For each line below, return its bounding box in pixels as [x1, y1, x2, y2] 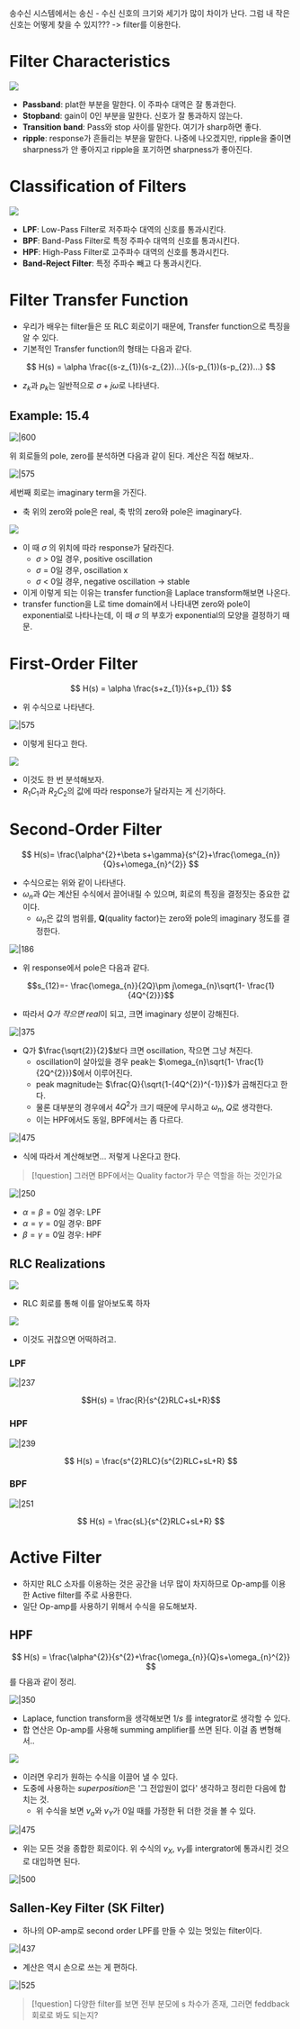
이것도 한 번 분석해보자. [22, 774, 105, 786]
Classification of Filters [9, 177, 187, 196]
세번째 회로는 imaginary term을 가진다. [9, 487, 146, 498]
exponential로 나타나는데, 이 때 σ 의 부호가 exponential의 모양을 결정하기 [22, 610, 281, 621]
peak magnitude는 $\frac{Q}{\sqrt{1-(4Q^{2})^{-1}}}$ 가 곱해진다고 [35, 1078, 278, 1089]
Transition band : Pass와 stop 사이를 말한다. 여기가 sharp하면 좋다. [22, 121, 262, 132]
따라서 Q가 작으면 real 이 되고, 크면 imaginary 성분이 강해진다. [22, 1008, 240, 1019]
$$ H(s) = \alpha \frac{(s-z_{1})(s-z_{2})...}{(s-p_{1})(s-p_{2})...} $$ [26, 361, 276, 372]
